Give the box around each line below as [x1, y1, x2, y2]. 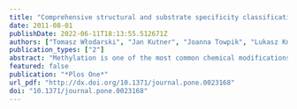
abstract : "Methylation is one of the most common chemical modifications [9, 54, 291, 62]
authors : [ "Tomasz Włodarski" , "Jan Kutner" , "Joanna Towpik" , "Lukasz [9, 37, 278, 47]
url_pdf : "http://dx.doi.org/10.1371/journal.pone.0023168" [9, 78, 236, 87]
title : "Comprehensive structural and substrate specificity [9, 12, 240, 22]
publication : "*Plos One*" [9, 70, 109, 79]
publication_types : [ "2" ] [9, 46, 104, 54]
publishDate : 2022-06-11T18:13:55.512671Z [9, 29, 168, 38]
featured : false [9, 62, 69, 71]
